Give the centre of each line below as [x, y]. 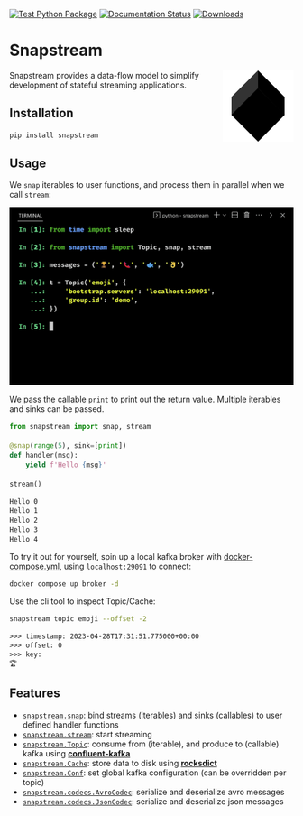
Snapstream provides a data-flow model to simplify [105, 75]
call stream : [30, 195]
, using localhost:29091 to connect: [125, 566]
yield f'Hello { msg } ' [66, 465]
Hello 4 [24, 540]
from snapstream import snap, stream [80, 427]
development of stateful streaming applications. [98, 85]
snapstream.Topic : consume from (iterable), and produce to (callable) [151, 744]
